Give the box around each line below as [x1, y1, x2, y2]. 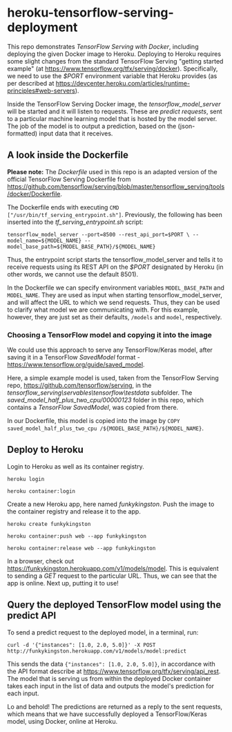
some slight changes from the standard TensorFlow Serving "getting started [7, 57, 224, 65]
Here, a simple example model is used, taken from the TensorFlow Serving [7, 374, 219, 382]
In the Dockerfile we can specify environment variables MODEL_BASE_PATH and [7, 283, 224, 292]
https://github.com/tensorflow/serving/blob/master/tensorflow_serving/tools [7, 182, 225, 191]
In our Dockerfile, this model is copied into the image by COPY [7, 417, 180, 425]
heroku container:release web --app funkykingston [7, 545, 156, 552]
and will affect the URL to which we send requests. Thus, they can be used [7, 298, 220, 306]
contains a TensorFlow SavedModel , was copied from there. [7, 403, 179, 412]
